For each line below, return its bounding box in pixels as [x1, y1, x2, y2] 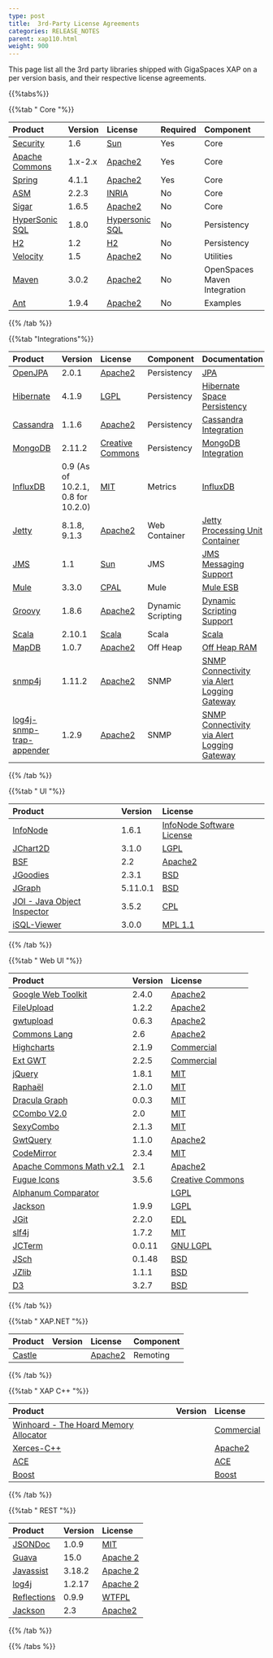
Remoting [133, 1350, 171, 1361]
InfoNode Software [162, 820, 235, 831]
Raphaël [12, 1082, 44, 1093]
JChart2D [12, 843, 50, 855]
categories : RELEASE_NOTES [8, 27, 100, 35]
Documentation [201, 353, 264, 365]
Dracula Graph [12, 1095, 68, 1106]
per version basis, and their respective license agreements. [8, 73, 207, 83]
